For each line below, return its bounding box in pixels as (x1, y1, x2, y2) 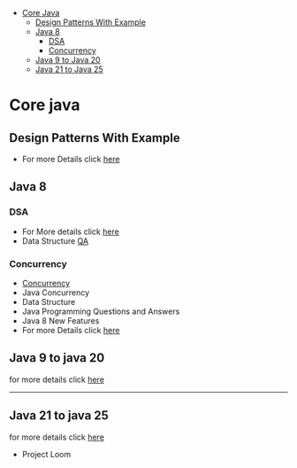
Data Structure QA (21, 235, 89, 246)
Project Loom (21, 448, 72, 459)
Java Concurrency (21, 287, 90, 298)
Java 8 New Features (21, 315, 100, 326)
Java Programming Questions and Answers (21, 306, 180, 316)
